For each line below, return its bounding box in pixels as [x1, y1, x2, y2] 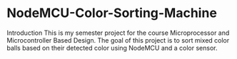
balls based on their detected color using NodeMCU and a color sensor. [6, 43, 218, 52]
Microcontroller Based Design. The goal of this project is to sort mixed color [6, 36, 230, 44]
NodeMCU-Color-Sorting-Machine [6, 5, 217, 21]
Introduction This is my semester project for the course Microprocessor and [6, 28, 230, 37]
